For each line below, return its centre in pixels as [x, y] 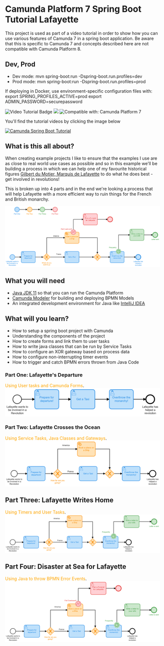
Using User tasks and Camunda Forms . [45, 386]
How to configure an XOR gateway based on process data [71, 351]
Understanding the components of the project [59, 336]
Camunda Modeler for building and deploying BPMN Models [73, 298]
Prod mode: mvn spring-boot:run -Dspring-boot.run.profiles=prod [79, 81]
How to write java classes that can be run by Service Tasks [72, 346]
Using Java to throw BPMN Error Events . [46, 578]
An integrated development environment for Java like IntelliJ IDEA [79, 303]
